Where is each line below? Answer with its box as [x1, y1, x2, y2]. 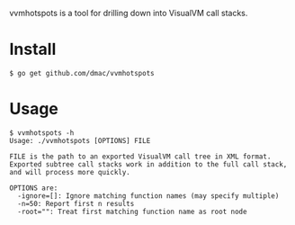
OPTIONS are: [9, 184, 58, 193]
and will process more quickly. [9, 167, 130, 176]
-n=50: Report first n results [17, 199, 135, 208]
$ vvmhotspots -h [9, 128, 75, 138]
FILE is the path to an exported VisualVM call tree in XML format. [9, 152, 272, 161]
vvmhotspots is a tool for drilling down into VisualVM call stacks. [9, 8, 248, 18]
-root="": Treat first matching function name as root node [17, 207, 247, 216]
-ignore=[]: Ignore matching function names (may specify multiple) [17, 191, 280, 201]
